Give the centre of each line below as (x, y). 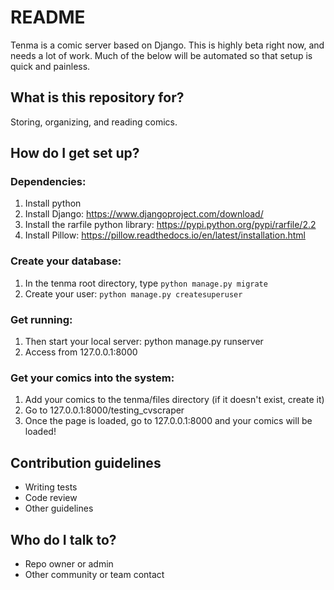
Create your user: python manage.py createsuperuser (133, 293)
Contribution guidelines (86, 462)
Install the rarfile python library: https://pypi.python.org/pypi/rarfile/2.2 (170, 225)
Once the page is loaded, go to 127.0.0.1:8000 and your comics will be (168, 421)
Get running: (41, 319)
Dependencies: (48, 182)
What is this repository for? (97, 97)
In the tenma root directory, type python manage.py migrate (146, 283)
